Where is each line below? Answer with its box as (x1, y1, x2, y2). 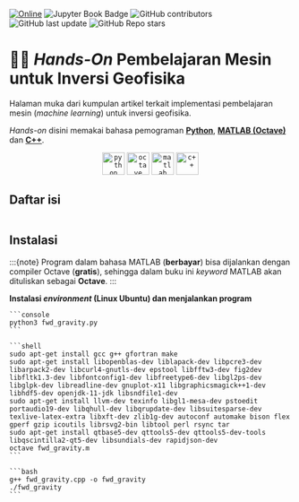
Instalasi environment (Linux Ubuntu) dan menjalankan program (9, 292, 252, 304)
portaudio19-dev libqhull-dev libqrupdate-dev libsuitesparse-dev (9, 404, 262, 413)
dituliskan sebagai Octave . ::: (9, 275, 117, 286)
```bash (9, 467, 38, 476)
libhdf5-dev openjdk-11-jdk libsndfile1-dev (9, 388, 178, 398)
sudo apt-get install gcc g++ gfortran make (9, 350, 178, 359)
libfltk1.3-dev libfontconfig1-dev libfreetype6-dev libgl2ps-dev (9, 373, 262, 382)
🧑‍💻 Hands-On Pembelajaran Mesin (9, 49, 272, 70)
